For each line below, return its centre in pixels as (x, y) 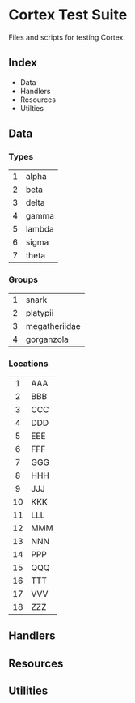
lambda (40, 229)
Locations (28, 364)
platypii (40, 313)
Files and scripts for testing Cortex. (67, 37)
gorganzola (47, 339)
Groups (23, 279)
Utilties (32, 108)
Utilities (28, 691)
